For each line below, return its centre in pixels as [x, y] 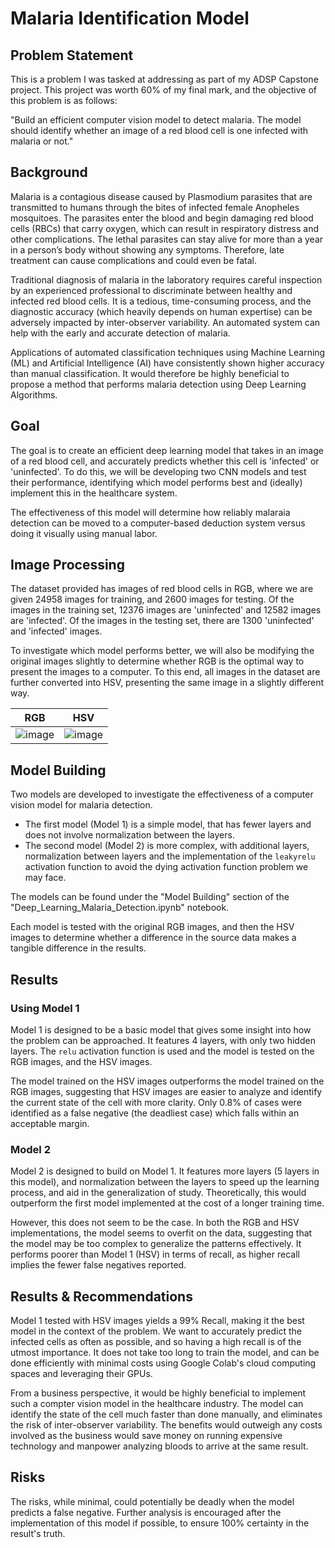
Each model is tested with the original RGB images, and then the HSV [152, 927]
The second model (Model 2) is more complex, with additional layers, [167, 846]
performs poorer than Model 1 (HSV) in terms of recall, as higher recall [155, 1254]
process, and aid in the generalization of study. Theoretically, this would [158, 1193]
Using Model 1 [45, 1008]
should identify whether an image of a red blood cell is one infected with [159, 130]
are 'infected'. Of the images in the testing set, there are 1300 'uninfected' [162, 621]
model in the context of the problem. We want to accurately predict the [156, 1331]
